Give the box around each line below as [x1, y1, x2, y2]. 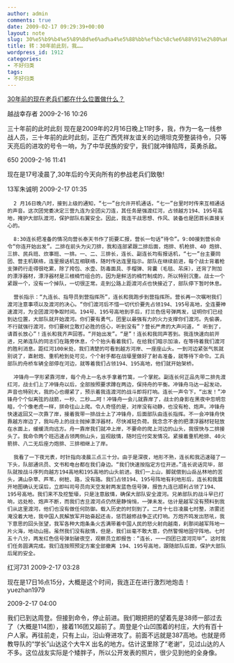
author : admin [7, 10, 49, 17]
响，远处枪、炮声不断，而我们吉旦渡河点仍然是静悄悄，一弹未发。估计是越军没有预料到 [7, 499, 220, 506]
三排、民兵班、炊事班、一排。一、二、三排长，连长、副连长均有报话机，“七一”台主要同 [7, 251, 221, 258]
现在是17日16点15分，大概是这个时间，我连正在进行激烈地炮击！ [7, 578, 190, 586]
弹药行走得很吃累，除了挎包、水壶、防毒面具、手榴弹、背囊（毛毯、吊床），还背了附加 [12, 265, 223, 272]
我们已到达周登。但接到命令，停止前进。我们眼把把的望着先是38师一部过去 [7, 614, 223, 622]
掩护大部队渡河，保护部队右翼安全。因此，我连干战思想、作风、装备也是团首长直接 [17, 215, 220, 222]
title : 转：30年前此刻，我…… [7, 42, 84, 49]
